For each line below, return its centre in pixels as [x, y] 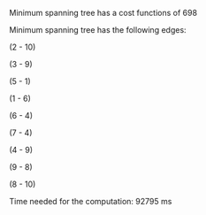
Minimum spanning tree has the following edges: [98, 30]
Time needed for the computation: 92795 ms [91, 201]
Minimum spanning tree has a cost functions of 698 [103, 13]
